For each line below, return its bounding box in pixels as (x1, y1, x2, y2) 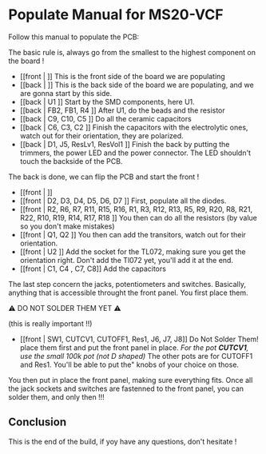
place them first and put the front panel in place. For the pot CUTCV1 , (19, 342, 249, 352)
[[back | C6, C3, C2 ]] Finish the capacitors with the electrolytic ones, (19, 122, 248, 132)
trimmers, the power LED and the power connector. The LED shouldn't (19, 148, 252, 157)
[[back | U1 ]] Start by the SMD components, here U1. (19, 97, 196, 106)
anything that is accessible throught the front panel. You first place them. (8, 288, 248, 297)
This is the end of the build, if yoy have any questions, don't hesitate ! (8, 436, 237, 446)
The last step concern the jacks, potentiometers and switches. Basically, (8, 279, 246, 289)
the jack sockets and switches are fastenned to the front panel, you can (8, 384, 244, 393)
